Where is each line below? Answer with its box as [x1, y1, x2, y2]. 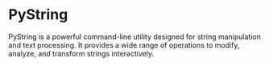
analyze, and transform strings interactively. [8, 49, 155, 58]
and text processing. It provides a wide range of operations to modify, [8, 40, 240, 49]
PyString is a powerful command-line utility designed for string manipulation [8, 32, 262, 41]
